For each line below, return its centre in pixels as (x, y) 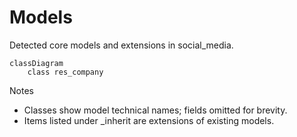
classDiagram (36, 63)
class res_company (65, 72)
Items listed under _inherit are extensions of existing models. (149, 120)
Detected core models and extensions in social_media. (121, 45)
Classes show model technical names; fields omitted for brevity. (155, 110)
